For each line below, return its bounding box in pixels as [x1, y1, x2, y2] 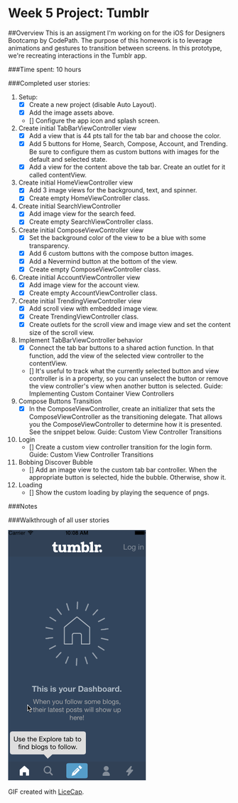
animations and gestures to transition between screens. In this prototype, [8, 43, 222, 52]
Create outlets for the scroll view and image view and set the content [28, 321, 231, 328]
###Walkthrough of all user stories [8, 516, 109, 524]
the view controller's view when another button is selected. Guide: [28, 382, 223, 390]
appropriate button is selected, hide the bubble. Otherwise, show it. [28, 473, 227, 482]
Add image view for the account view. [28, 280, 140, 289]
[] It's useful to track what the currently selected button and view [28, 367, 220, 375]
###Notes [8, 502, 38, 511]
